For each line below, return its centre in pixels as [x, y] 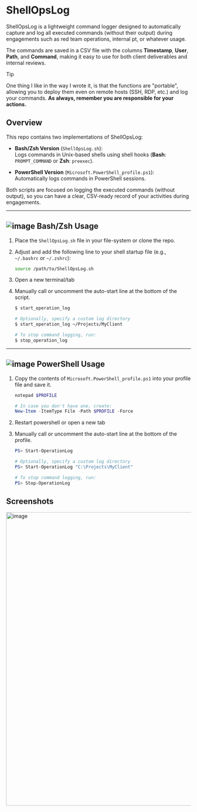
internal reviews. [26, 63]
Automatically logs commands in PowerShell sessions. [80, 178]
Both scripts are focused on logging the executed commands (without [90, 190]
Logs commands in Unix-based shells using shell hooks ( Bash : [90, 154]
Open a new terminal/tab [45, 280]
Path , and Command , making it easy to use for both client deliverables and [97, 56]
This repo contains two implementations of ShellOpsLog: [74, 137]
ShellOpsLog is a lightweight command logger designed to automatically [94, 26]
